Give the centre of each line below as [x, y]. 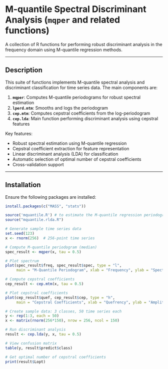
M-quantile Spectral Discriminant [76, 9]
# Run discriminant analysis [35, 330]
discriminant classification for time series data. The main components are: [81, 87]
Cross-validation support [38, 164]
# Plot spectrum [22, 261]
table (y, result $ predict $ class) [39, 348]
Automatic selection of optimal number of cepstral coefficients [77, 159]
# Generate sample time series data [43, 229]
